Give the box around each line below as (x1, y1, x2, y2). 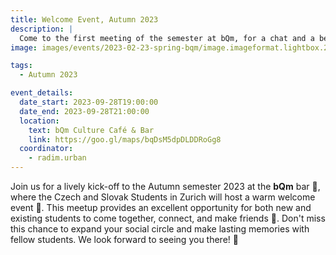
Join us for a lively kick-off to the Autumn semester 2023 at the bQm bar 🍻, (10, 181, 321, 192)
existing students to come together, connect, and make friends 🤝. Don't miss (10, 212, 326, 224)
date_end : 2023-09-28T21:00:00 (19, 106, 150, 116)
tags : (10, 61, 33, 71)
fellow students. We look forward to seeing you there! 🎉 (10, 234, 239, 245)
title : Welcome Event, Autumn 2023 (10, 14, 159, 25)
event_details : (10, 88, 74, 98)
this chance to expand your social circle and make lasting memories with (10, 223, 310, 235)
